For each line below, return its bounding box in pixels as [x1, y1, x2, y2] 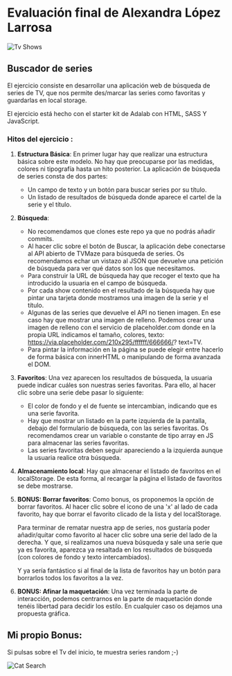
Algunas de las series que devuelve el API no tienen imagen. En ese [27, 308, 221, 317]
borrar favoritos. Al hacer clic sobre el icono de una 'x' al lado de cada [17, 502, 218, 511]
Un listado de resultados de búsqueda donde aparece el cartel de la [27, 193, 222, 201]
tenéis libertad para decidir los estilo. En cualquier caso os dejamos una [17, 602, 223, 611]
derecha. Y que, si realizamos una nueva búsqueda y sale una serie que [17, 538, 223, 547]
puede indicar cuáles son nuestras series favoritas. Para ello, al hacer [17, 381, 216, 390]
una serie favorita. [27, 409, 80, 418]
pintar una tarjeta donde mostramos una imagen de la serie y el [27, 294, 209, 302]
